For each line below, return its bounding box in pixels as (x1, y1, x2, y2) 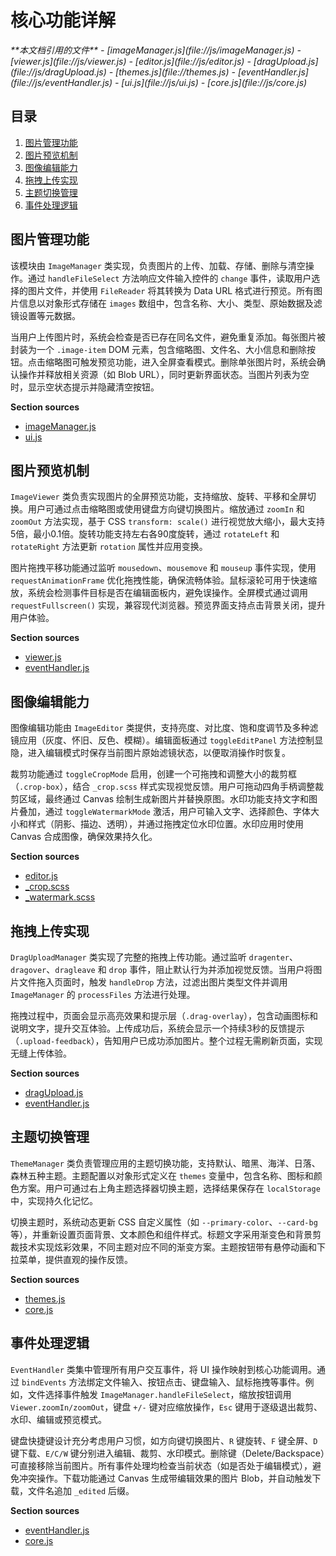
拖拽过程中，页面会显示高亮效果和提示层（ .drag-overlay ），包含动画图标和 (10, 1010, 319, 1021)
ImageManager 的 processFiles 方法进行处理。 (10, 989, 196, 1000)
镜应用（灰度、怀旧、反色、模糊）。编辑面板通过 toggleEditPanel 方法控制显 (10, 734, 324, 746)
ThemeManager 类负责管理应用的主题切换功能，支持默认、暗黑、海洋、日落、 (10, 1157, 321, 1169)
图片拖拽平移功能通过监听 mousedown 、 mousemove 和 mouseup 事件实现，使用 (10, 562, 317, 574)
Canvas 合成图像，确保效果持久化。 (10, 831, 158, 843)
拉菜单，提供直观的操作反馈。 (10, 1253, 133, 1265)
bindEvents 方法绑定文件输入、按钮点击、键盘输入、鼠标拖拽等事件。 (21, 1376, 306, 1388)
